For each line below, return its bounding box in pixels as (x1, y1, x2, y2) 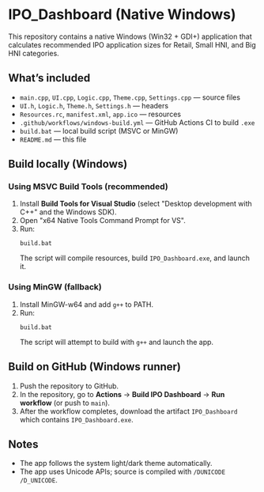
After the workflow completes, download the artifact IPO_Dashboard (19, 406, 238, 416)
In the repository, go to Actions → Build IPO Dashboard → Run (19, 389, 225, 399)
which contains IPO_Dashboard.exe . (19, 414, 134, 424)
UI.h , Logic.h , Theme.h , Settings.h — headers (19, 100, 168, 110)
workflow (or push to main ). (19, 398, 111, 407)
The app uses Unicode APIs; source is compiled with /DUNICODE (19, 467, 226, 476)
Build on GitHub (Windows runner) (8, 360, 182, 373)
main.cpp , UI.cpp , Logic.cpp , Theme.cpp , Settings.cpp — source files (19, 93, 241, 102)
